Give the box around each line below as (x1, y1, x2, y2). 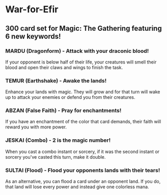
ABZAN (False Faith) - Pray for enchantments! (5, 107, 122, 114)
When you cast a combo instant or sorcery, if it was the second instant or (5, 148, 160, 155)
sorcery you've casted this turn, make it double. (5, 154, 106, 160)
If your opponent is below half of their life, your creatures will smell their (5, 59, 157, 65)
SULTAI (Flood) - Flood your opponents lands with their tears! (5, 166, 160, 174)
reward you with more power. (5, 124, 67, 130)
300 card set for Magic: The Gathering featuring (5, 24, 162, 33)
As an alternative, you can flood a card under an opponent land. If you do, (5, 178, 161, 185)
